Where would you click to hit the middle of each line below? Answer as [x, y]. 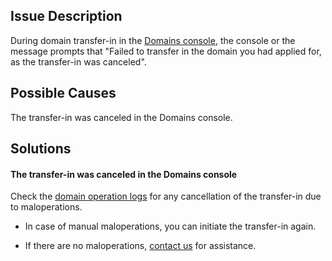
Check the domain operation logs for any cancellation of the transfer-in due [166, 196]
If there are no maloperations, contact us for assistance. [140, 246]
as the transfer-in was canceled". [78, 61]
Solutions [41, 149]
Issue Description [66, 16]
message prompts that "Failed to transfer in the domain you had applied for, [166, 51]
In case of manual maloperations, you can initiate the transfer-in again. [170, 226]
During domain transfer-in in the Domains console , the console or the [153, 40]
